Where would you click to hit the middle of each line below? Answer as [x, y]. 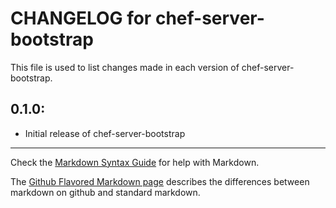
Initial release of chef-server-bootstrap [105, 133]
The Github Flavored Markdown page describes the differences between [160, 181]
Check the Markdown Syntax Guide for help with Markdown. [135, 162]
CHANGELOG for [81, 18]
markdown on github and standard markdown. [105, 192]
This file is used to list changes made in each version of [125, 67]
